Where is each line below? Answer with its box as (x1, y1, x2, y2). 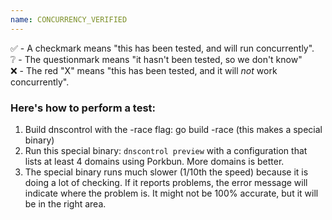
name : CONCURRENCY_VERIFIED (10, 14, 128, 25)
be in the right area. (24, 197, 107, 210)
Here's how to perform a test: (10, 101, 156, 115)
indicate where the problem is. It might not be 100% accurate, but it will (24, 187, 319, 199)
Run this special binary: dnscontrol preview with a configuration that (24, 144, 308, 156)
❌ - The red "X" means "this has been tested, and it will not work (10, 64, 278, 76)
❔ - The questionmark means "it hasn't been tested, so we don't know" (10, 53, 303, 65)
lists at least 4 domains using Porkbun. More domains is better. (24, 155, 285, 167)
